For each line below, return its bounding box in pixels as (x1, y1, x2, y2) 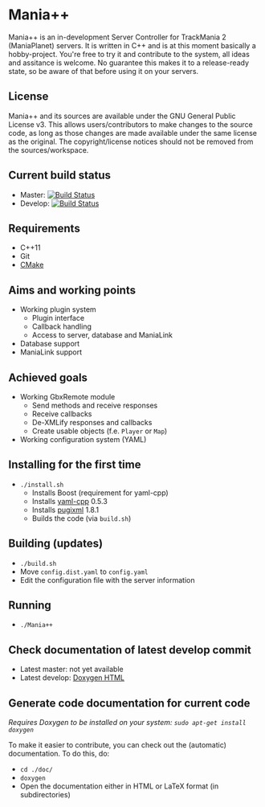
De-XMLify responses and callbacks (31, 418, 153, 427)
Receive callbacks (31, 409, 92, 419)
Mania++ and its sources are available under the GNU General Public (8, 111, 236, 121)
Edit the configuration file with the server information (19, 575, 195, 584)
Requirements (8, 221, 80, 235)
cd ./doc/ (19, 766, 54, 774)
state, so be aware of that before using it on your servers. (8, 66, 199, 76)
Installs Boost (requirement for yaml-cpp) (31, 488, 169, 498)
